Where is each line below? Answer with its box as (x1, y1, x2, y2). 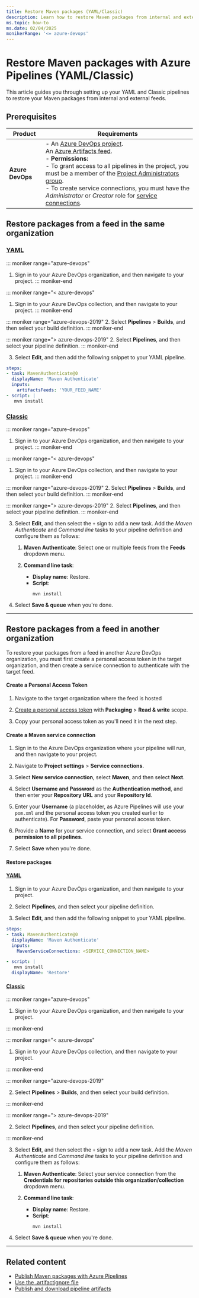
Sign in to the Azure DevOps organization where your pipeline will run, (14, 745, 187, 752)
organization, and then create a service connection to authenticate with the (6, 662, 190, 669)
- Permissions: (45, 154, 89, 162)
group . (45, 176, 64, 184)
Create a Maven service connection (6, 731, 96, 738)
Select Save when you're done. (14, 845, 92, 852)
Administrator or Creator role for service (45, 191, 158, 199)
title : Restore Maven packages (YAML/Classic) (6, 8, 123, 15)
